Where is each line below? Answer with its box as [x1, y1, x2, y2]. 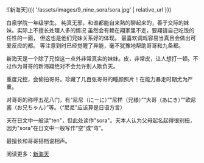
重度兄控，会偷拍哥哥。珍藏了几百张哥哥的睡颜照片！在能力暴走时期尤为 [6, 76, 188, 82]
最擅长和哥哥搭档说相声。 [6, 137, 71, 145]
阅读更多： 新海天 [6, 150, 49, 158]
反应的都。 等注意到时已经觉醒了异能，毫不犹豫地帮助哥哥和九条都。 [11, 42, 184, 49]
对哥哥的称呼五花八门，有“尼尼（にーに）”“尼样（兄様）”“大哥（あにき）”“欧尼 [6, 96, 197, 103]
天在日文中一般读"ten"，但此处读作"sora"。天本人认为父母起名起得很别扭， [6, 117, 195, 124]
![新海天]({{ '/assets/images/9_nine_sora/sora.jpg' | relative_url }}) [6, 6, 172, 13]
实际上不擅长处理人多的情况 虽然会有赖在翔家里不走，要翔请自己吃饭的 [16, 27, 195, 34]
